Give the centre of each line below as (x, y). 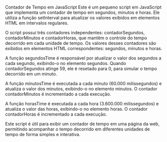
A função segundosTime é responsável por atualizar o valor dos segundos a (83, 58)
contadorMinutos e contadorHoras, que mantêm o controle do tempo (76, 38)
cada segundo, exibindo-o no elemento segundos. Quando (66, 63)
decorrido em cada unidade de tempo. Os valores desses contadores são (81, 43)
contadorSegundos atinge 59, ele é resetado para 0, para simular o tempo (81, 69)
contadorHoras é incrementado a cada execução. (56, 114)
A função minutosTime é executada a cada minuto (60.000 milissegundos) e (83, 83)
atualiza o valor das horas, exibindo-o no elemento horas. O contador (77, 109)
